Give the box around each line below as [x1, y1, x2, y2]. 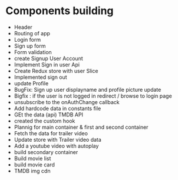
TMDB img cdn [14, 167, 51, 174]
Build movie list [14, 155, 51, 162]
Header [14, 24, 33, 31]
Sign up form [14, 42, 46, 49]
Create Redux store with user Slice [14, 67, 98, 74]
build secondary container [14, 148, 78, 155]
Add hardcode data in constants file [14, 105, 101, 112]
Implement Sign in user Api [14, 61, 80, 68]
